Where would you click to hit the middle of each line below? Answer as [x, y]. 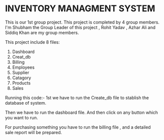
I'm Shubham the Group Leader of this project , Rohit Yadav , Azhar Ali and [80, 27]
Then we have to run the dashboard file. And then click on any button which [82, 112]
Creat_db [21, 56]
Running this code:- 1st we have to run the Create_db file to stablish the [77, 98]
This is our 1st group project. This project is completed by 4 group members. [82, 22]
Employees [23, 67]
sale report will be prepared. [34, 132]
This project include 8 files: [33, 42]
